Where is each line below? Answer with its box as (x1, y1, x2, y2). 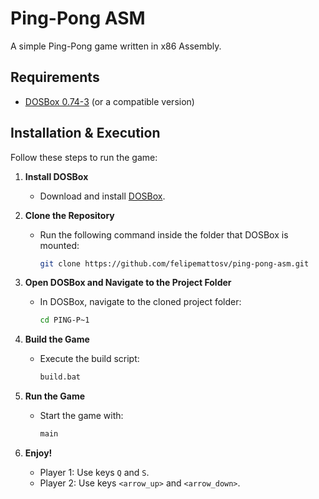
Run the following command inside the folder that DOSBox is (39, 228, 289, 241)
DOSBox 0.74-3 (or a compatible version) (24, 95, 195, 107)
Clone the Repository (24, 209, 115, 221)
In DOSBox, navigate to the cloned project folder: (39, 296, 242, 308)
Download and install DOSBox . (39, 190, 166, 202)
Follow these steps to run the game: (10, 151, 158, 163)
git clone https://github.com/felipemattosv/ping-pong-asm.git (39, 258, 310, 269)
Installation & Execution (10, 125, 161, 142)
